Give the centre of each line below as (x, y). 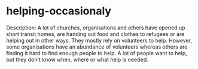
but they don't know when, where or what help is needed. (77, 59)
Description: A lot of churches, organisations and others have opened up (96, 28)
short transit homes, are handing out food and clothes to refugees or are (95, 34)
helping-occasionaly (59, 11)
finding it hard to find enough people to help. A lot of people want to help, (97, 53)
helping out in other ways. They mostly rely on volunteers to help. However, (99, 40)
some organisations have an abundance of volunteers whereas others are (97, 47)
